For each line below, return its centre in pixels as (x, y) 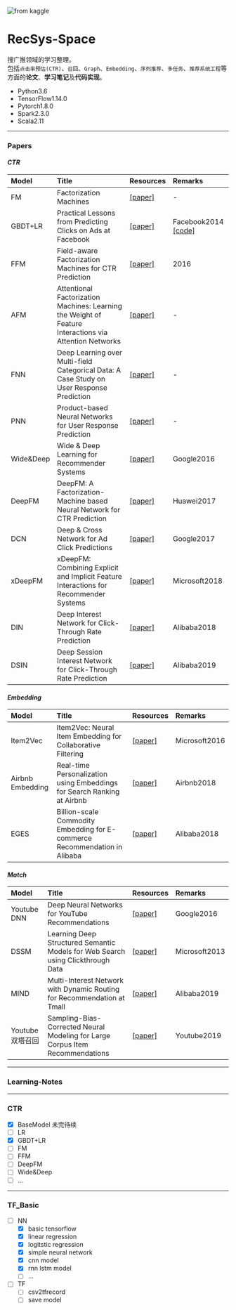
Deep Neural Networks (85, 905)
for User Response (88, 426)
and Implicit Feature (90, 577)
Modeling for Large (79, 1036)
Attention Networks (89, 341)
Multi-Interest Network (86, 981)
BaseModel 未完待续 (47, 1125)
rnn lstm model (50, 1269)
